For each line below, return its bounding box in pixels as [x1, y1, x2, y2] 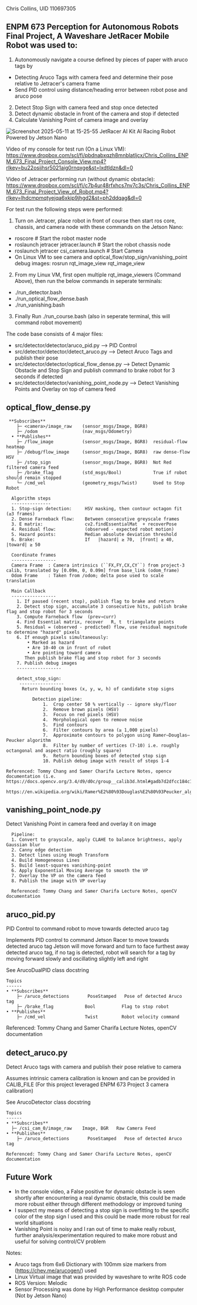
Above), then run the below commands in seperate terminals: [14, 277, 162, 284]
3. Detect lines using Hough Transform [11, 853, 109, 858]
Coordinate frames [11, 552, 57, 558]
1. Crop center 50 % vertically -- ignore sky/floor [43, 701, 177, 707]
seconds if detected [14, 373, 63, 380]
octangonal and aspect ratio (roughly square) [6, 747, 122, 754]
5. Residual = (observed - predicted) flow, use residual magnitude [16, 624, 188, 630]
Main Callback [11, 588, 46, 594]
